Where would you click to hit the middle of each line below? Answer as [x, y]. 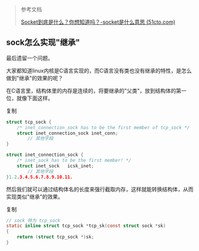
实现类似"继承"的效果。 [35, 196]
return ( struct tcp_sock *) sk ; [56, 237]
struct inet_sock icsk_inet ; [56, 166]
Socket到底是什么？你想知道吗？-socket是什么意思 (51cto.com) [98, 22]
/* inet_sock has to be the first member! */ [74, 161]
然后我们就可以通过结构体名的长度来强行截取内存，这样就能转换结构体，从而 [100, 189]
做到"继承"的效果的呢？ [35, 78]
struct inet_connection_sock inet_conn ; [67, 133]
